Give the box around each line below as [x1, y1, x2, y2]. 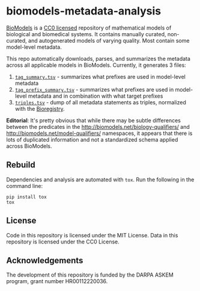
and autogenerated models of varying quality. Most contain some [28, 37, 190, 44]
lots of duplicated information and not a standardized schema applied [6, 136, 178, 143]
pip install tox [6, 194, 47, 200]
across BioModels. [6, 142, 52, 149]
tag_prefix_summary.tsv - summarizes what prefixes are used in [14, 86, 174, 93]
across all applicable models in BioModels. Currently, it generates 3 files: [6, 61, 186, 69]
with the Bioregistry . [14, 105, 65, 112]
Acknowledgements [6, 255, 83, 266]
